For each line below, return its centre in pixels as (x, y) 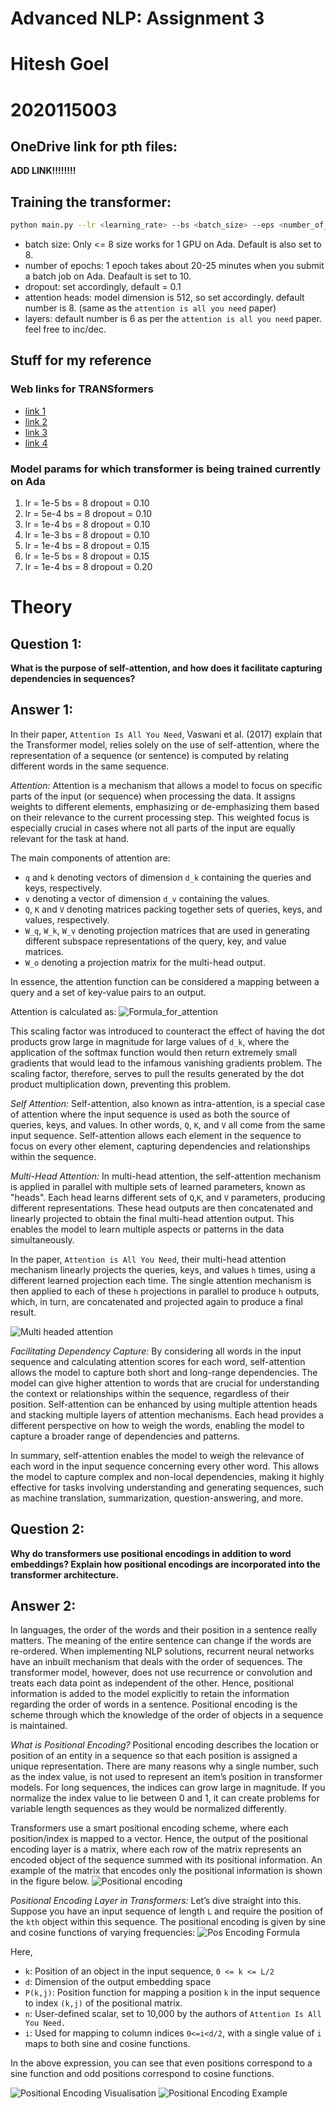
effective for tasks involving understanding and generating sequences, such (167, 1487)
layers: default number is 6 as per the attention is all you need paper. (173, 319)
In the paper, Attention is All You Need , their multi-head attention (148, 1259)
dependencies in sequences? (73, 679)
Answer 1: (42, 710)
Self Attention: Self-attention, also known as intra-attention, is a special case (168, 1103)
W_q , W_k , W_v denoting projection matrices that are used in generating (167, 930)
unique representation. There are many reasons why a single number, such (165, 1766)
